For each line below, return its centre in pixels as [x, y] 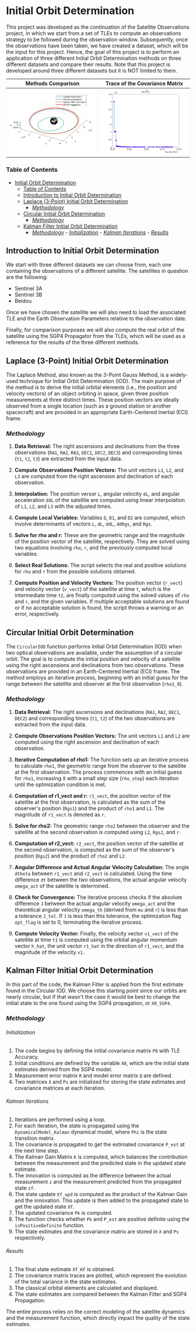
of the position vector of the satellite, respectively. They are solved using [102, 542]
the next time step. [37, 1150]
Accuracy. [27, 1057]
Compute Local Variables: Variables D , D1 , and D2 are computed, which [100, 518]
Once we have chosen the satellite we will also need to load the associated [96, 312]
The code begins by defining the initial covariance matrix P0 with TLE [97, 1050]
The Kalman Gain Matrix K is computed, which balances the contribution [101, 1157]
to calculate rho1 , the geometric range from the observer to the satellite [100, 766]
